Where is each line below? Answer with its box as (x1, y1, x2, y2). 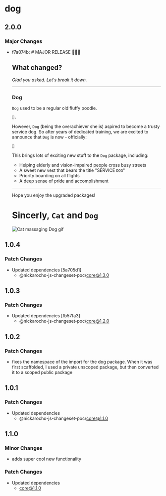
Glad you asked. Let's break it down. (11, 77, 87, 83)
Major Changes (4, 38, 43, 45)
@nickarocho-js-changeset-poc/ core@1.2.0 (19, 318, 110, 324)
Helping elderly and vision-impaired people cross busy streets (19, 162, 147, 168)
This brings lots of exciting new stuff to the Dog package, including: (11, 152, 149, 158)
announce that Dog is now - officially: (11, 134, 87, 140)
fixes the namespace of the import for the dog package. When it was (11, 359, 153, 365)
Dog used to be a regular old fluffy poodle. (11, 105, 97, 111)
